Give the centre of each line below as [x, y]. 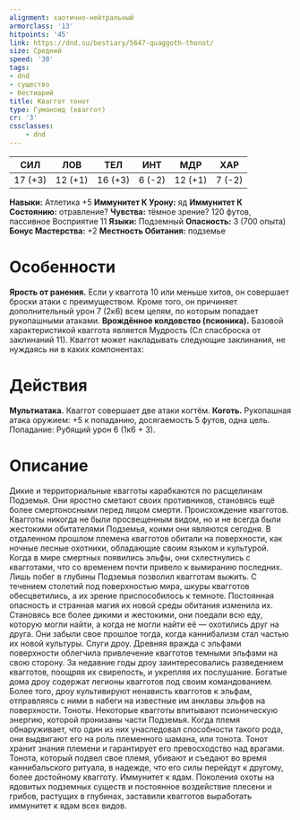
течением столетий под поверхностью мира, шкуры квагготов [129, 586]
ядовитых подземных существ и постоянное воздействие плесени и [141, 786]
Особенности [63, 267]
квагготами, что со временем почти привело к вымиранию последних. [146, 567]
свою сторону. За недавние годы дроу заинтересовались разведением [146, 662]
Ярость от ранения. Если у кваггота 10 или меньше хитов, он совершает [149, 292]
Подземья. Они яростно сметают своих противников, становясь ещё [142, 500]
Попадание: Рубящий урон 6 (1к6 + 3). [82, 429]
